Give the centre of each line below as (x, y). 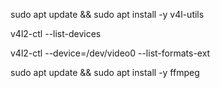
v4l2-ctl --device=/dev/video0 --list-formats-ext (110, 53)
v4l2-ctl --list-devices (56, 33)
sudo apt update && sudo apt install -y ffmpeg (105, 72)
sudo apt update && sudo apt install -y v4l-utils (107, 14)
